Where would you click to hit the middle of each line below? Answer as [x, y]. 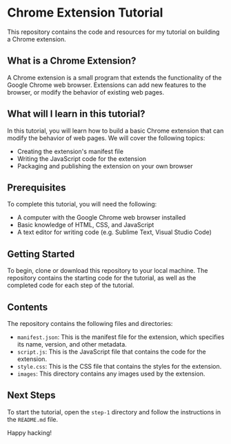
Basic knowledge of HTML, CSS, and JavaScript [86, 225]
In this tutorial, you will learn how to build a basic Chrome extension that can [115, 131]
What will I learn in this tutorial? [76, 114]
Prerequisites [37, 187]
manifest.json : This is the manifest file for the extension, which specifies [121, 337]
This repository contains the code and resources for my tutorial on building [113, 32]
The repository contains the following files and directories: [90, 324]
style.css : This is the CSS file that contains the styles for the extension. [119, 366]
